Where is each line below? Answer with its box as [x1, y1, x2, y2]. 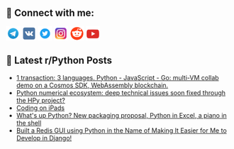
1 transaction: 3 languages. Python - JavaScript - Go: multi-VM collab [16, 73, 220, 82]
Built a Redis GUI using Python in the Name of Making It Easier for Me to [16, 126, 227, 135]
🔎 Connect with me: [6, 7, 94, 19]
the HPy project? [16, 96, 66, 104]
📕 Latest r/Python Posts [6, 55, 113, 67]
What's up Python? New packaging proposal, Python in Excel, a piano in [16, 111, 227, 119]
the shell [16, 118, 42, 127]
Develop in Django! [16, 133, 72, 142]
